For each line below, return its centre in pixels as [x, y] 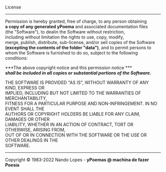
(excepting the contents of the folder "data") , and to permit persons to [78, 47]
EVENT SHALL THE [25, 109]
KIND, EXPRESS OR [25, 88]
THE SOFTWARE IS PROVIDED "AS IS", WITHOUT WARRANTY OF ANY [77, 83]
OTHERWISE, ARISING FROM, [35, 130]
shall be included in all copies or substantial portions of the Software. [78, 73]
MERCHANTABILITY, [26, 98]
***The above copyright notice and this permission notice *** [69, 68]
